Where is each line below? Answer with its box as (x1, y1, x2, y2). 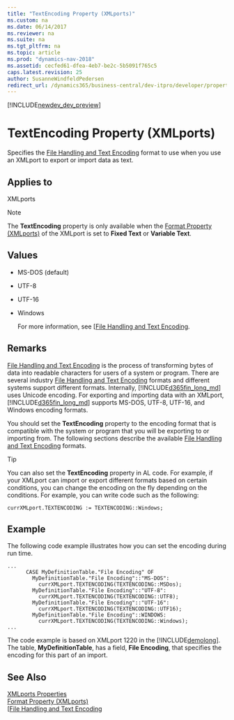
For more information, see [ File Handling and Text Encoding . (17, 322, 190, 331)
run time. (7, 549, 33, 558)
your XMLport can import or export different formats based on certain (7, 476, 208, 484)
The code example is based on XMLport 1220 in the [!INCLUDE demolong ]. (7, 636, 221, 645)
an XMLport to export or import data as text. (7, 156, 134, 164)
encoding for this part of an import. (7, 651, 108, 659)
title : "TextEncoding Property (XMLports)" (7, 10, 136, 17)
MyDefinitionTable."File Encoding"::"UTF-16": (32, 599, 170, 607)
